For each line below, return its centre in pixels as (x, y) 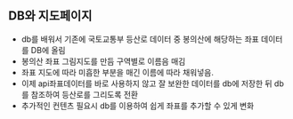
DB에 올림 (48, 50)
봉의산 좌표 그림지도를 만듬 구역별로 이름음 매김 (103, 61)
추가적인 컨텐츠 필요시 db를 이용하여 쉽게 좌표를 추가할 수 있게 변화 (138, 106)
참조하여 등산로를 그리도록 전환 (85, 94)
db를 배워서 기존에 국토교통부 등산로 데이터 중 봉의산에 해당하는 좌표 (140, 39)
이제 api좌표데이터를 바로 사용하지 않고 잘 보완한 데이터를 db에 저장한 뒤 (146, 83)
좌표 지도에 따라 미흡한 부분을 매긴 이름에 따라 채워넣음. (118, 72)
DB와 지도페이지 (50, 16)
